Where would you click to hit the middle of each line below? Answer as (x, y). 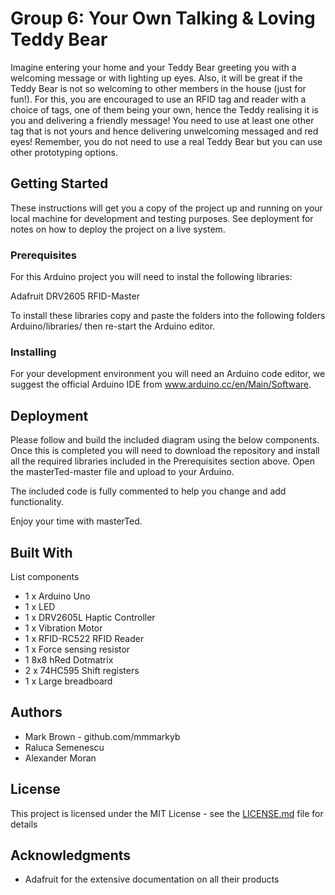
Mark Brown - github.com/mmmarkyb (102, 736)
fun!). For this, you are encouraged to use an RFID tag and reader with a (158, 99)
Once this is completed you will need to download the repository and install (165, 451)
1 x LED (40, 606)
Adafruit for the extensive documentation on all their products (152, 879)
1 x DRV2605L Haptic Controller (90, 617)
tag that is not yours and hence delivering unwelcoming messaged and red (164, 131)
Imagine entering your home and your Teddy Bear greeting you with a (153, 67)
